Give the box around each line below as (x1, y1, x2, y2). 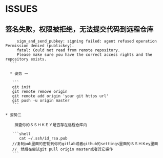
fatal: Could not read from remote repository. (16, 48, 120, 53)
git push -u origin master (12, 98, 70, 103)
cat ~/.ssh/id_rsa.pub (18, 136, 68, 141)
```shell (12, 131, 31, 136)
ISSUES (5, 3, 38, 15)
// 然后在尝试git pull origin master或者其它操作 (12, 147, 113, 152)
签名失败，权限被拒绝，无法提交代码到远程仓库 (5, 25, 154, 33)
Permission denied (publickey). (5, 43, 74, 48)
